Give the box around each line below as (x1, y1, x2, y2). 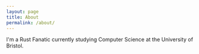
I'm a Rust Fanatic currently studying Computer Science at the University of (6, 36, 194, 43)
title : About (6, 14, 39, 20)
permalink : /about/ (6, 20, 55, 26)
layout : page (6, 8, 39, 15)
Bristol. (6, 42, 24, 49)
